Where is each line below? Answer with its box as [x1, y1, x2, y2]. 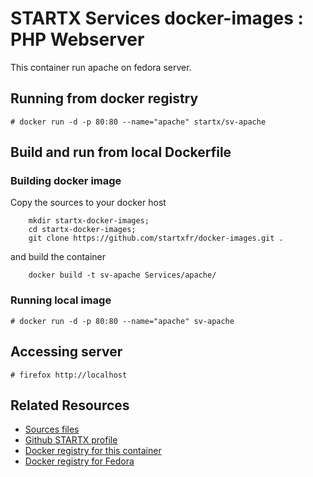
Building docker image [10, 174, 122, 188]
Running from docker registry [10, 90, 199, 107]
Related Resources [10, 397, 130, 414]
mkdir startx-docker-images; [28, 216, 150, 226]
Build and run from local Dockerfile [10, 144, 232, 161]
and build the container [10, 251, 107, 263]
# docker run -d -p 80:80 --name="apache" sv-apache [10, 316, 235, 326]
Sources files [24, 423, 80, 436]
